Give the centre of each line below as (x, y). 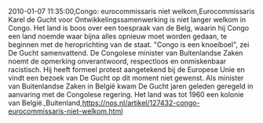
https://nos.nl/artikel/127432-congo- (141, 103)
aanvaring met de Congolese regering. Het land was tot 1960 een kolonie (126, 94)
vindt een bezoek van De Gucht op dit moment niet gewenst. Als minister (126, 78)
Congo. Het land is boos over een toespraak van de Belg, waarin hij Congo (129, 28)
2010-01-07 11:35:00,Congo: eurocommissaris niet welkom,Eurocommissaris (131, 11)
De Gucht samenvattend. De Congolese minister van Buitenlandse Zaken (126, 53)
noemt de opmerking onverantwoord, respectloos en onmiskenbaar (117, 61)
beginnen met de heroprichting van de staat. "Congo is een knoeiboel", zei (129, 45)
